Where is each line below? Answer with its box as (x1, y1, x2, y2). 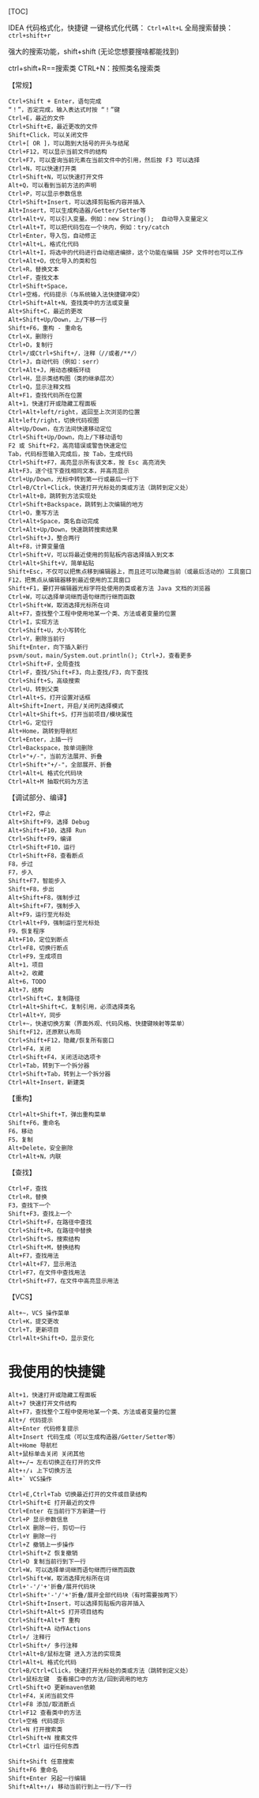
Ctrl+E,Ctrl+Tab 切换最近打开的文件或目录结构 (8, 1490, 148, 1498)
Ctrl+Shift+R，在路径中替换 (8, 1227, 92, 1234)
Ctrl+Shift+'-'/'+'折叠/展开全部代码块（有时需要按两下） (8, 1591, 182, 1599)
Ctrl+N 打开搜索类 (8, 1725, 63, 1733)
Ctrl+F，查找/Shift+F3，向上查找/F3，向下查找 (8, 669, 148, 677)
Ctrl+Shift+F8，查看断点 (8, 852, 84, 860)
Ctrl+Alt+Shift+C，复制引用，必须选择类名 (8, 1003, 136, 1011)
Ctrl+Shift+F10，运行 (8, 843, 76, 851)
